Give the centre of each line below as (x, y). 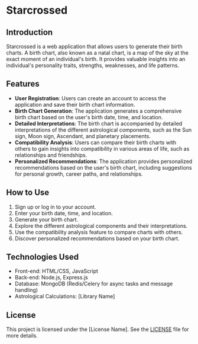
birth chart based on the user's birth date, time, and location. (89, 117)
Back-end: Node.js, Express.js (51, 278)
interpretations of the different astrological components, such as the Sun (103, 130)
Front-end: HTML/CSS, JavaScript (56, 271)
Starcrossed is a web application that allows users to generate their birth (94, 46)
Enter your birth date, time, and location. (64, 213)
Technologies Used (42, 257)
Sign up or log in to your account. (55, 207)
